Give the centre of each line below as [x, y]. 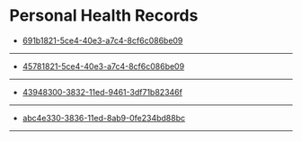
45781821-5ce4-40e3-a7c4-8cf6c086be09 [103, 66]
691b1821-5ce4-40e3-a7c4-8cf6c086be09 [102, 40]
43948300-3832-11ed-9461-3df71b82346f [102, 92]
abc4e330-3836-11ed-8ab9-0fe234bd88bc [104, 118]
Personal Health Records [104, 16]
